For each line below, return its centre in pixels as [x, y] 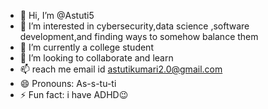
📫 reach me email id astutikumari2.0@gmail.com [121, 69]
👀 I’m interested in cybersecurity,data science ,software [134, 26]
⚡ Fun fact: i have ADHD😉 [74, 94]
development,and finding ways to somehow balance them [139, 36]
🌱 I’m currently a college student [86, 47]
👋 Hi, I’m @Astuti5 [57, 15]
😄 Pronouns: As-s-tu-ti [68, 83]
